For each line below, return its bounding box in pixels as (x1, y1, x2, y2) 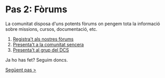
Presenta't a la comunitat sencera (12, 41, 84, 47)
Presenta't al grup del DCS (12, 47, 69, 53)
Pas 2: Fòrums (5, 4, 68, 15)
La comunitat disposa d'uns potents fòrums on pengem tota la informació (5, 21, 160, 27)
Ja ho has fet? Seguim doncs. (5, 56, 68, 63)
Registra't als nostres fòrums (12, 36, 74, 42)
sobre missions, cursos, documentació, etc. (5, 26, 97, 32)
